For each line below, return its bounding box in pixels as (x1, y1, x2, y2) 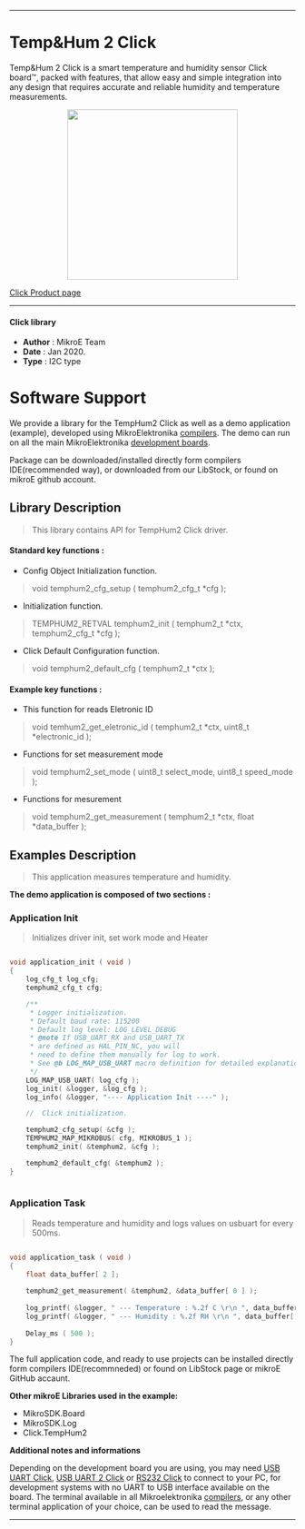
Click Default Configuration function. (22, 646, 161, 657)
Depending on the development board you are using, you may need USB (9, 1463, 280, 1474)
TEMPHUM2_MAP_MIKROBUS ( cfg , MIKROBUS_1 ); (25, 1134, 193, 1143)
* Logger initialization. (29, 1008, 128, 1018)
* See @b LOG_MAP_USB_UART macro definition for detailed (29, 1059, 254, 1068)
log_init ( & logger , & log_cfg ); (25, 1084, 148, 1093)
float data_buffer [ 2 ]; (25, 1269, 120, 1279)
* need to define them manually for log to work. (29, 1050, 221, 1059)
